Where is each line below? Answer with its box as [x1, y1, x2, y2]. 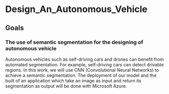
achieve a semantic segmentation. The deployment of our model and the [5, 72, 157, 78]
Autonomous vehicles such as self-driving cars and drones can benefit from [5, 56, 164, 62]
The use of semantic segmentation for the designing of [5, 39, 143, 46]
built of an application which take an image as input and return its [5, 77, 142, 83]
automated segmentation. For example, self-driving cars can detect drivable [5, 61, 164, 67]
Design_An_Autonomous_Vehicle [5, 4, 148, 15]
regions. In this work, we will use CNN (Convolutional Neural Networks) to [5, 67, 159, 73]
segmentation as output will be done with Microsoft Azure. [5, 83, 128, 89]
